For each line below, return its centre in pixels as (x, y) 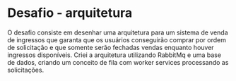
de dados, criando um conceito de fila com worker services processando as (118, 62)
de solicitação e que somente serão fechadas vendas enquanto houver (111, 47)
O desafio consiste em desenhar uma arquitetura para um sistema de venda (118, 32)
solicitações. (26, 70)
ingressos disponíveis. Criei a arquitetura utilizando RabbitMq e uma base (114, 55)
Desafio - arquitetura (70, 13)
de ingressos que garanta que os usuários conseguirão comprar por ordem (117, 39)
